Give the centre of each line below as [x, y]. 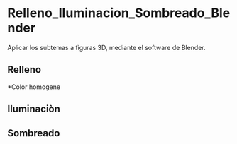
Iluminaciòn [34, 109]
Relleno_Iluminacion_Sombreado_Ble [119, 13]
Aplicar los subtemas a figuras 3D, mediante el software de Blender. [106, 47]
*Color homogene [34, 87]
